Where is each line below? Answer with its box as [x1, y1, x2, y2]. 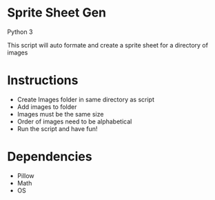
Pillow [17, 171, 34, 180]
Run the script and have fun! [17, 124, 98, 132]
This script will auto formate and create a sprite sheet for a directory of [7, 41, 209, 49]
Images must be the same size [17, 110, 104, 118]
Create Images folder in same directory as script [17, 95, 155, 103]
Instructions [7, 72, 79, 88]
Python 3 [7, 28, 33, 36]
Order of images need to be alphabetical [17, 117, 132, 126]
